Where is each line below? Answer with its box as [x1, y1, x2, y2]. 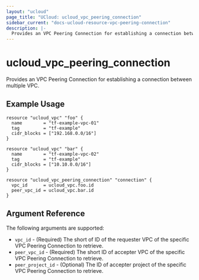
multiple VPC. [6, 82, 40, 89]
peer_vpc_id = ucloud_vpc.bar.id [11, 187, 94, 193]
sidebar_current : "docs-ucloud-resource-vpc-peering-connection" [6, 20, 171, 25]
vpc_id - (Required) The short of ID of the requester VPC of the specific [14, 236, 190, 243]
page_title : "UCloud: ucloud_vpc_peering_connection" [6, 14, 142, 20]
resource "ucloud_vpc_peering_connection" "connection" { [6, 177, 152, 183]
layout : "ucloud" [6, 8, 49, 15]
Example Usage [6, 99, 65, 110]
